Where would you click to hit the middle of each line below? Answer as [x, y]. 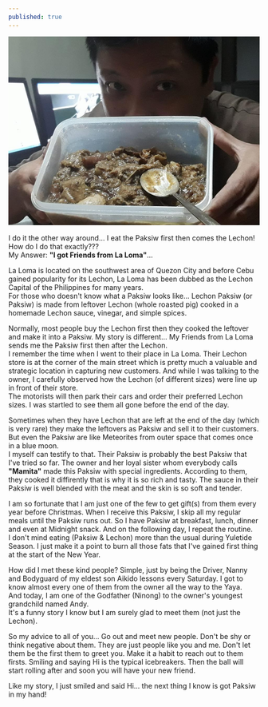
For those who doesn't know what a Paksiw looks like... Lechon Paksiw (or [130, 296]
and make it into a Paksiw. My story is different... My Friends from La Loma [131, 336]
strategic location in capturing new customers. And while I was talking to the [134, 371]
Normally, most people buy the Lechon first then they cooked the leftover [129, 328]
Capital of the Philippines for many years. [76, 287]
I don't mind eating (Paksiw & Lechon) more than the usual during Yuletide [130, 537]
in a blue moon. [34, 445]
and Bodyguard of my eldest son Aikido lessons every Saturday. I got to [126, 578]
